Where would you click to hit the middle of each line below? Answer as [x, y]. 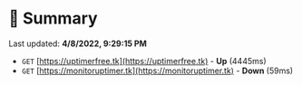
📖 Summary [53, 19]
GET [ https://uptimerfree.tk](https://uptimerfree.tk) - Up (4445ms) [144, 61]
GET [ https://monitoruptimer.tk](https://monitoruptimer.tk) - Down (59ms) [157, 71]
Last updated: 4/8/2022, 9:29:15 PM [78, 43]
